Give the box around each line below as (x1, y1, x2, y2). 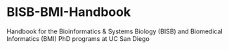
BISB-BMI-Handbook (6, 4, 131, 20)
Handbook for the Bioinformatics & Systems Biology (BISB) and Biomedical (6, 27, 223, 35)
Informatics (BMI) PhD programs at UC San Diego (6, 34, 150, 42)
